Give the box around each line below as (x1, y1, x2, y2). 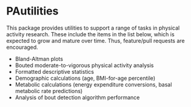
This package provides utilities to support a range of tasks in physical (6, 24, 180, 31)
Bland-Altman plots (15, 55, 64, 62)
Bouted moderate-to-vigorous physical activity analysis (15, 62, 154, 69)
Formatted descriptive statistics (15, 68, 94, 75)
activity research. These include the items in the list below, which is (6, 30, 175, 37)
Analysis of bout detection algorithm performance (15, 94, 140, 101)
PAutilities (6, 4, 59, 18)
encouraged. (6, 44, 38, 51)
